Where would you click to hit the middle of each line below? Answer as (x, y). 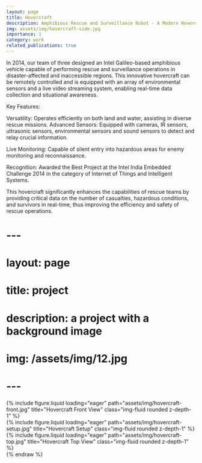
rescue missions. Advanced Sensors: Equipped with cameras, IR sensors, (97, 124)
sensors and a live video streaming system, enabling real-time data (89, 88)
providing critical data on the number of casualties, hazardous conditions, (98, 198)
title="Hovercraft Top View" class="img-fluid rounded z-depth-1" (108, 441)
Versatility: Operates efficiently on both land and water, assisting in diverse (99, 118)
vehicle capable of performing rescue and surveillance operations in (91, 69)
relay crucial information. (37, 137)
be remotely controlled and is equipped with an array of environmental (93, 81)
